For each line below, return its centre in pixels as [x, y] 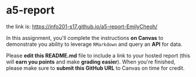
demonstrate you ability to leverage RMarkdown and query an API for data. [94, 44]
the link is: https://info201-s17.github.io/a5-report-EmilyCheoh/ [82, 26]
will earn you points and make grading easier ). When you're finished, [91, 62]
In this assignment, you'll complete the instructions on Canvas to [85, 38]
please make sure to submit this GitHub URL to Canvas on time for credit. [96, 68]
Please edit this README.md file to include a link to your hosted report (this [98, 55]
